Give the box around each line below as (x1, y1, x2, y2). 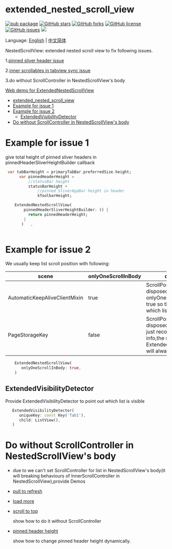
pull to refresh (12, 488, 42, 495)
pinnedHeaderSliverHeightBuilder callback (5, 159, 95, 165)
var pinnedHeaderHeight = (18, 174, 74, 179)
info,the (146, 335, 165, 342)
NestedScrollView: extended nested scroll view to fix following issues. (5, 47, 153, 53)
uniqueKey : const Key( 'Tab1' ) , (18, 413, 86, 418)
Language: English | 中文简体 (5, 37, 67, 43)
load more (12, 498, 34, 504)
